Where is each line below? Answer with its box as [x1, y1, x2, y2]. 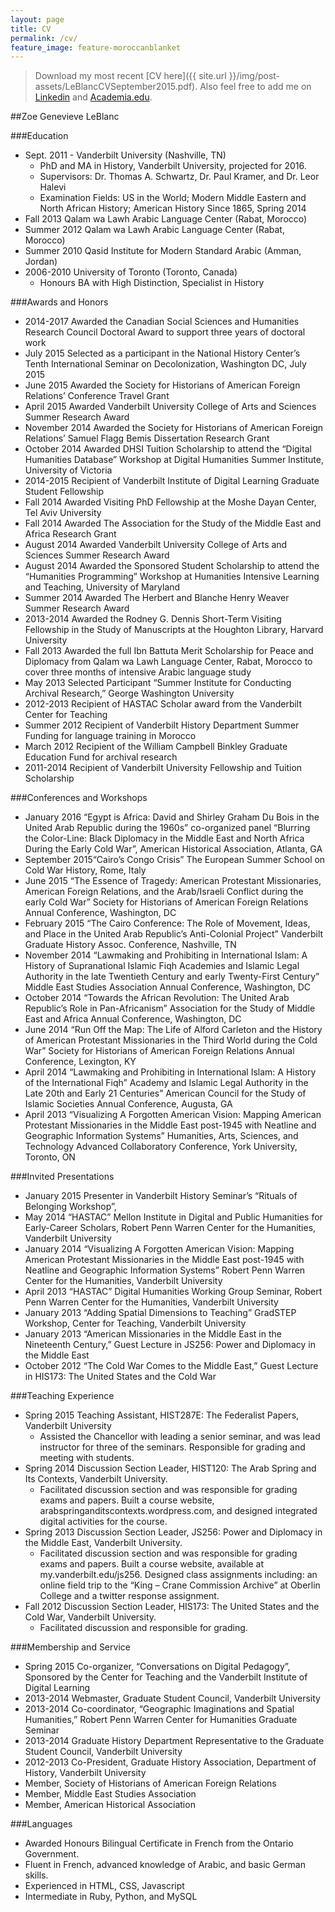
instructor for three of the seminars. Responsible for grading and [39, 1441, 306, 1453]
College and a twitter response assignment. [39, 1590, 220, 1602]
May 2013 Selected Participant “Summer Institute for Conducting [24, 677, 292, 689]
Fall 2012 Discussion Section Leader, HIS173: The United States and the [24, 1601, 320, 1613]
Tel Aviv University [24, 507, 102, 519]
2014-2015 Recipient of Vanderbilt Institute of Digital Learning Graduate [24, 475, 320, 487]
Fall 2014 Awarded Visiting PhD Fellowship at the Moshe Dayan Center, [24, 496, 317, 508]
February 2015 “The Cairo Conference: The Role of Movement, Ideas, [24, 917, 311, 930]
